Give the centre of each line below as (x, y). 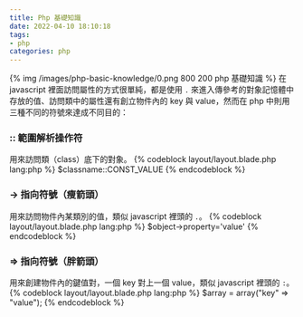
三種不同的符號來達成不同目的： (69, 112)
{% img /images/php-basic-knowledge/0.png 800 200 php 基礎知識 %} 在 (148, 79)
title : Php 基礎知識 (45, 18)
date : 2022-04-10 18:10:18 (60, 26)
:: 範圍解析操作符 (46, 139)
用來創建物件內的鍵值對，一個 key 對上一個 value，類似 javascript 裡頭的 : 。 (152, 283)
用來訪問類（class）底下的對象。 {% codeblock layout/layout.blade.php (143, 159)
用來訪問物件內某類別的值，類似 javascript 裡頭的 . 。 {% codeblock (136, 216)
